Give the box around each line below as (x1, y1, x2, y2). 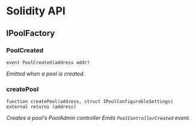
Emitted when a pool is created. (6, 70, 85, 77)
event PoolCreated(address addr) (6, 59, 90, 65)
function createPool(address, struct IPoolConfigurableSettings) (6, 99, 173, 105)
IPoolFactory (6, 28, 55, 38)
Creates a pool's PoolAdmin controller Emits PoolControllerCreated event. (6, 114, 191, 122)
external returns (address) (6, 104, 77, 110)
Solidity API (6, 4, 66, 18)
